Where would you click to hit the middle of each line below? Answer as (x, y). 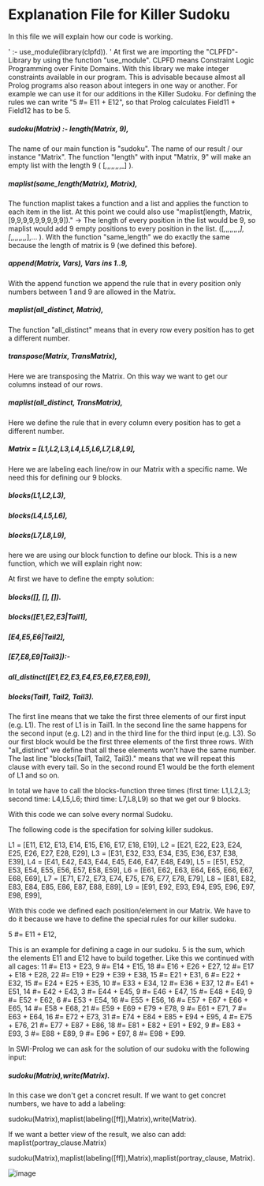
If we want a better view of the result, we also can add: (97, 1135)
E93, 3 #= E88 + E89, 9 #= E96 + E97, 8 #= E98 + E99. (97, 1034)
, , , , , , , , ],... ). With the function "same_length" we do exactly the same (120, 237)
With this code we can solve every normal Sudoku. (91, 815)
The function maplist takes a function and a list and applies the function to (128, 203)
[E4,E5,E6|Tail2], (37, 637)
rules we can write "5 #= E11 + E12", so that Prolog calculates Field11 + (122, 102)
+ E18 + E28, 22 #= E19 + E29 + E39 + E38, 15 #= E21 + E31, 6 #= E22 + (125, 975)
